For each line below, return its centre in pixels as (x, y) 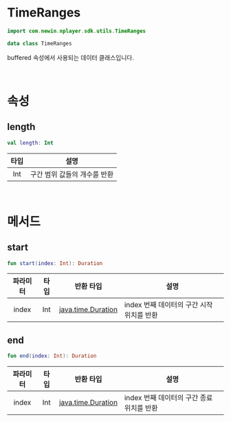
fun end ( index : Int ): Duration (52, 356)
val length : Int (30, 143)
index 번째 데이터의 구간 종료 (168, 398)
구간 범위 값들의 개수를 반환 (72, 174)
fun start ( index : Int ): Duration (55, 263)
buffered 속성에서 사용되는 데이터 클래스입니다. (70, 57)
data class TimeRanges (40, 43)
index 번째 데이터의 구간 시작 (168, 305)
